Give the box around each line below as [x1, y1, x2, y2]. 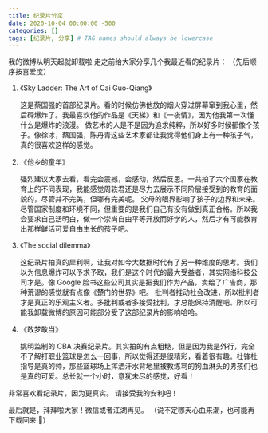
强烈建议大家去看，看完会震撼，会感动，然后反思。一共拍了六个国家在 [19, 174, 251, 184]
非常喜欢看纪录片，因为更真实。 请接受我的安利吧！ [8, 388, 178, 398]
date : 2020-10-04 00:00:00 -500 [8, 19, 116, 27]
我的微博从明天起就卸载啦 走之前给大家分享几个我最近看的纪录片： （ [8, 57, 236, 66]
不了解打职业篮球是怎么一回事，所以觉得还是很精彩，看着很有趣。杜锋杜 [19, 352, 258, 361]
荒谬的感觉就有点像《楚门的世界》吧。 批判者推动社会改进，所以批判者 [26, 288, 260, 297]
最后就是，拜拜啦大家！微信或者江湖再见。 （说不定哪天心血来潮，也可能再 [8, 405, 255, 415]
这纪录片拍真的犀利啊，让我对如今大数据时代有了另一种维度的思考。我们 [19, 257, 258, 268]
